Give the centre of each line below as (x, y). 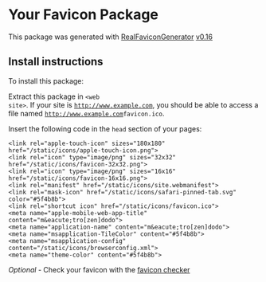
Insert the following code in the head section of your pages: (105, 128)
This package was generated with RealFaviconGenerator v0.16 (111, 37)
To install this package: (46, 80)
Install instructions (56, 62)
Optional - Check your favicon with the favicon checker (99, 269)
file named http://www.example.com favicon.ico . (86, 113)
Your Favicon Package (84, 15)
